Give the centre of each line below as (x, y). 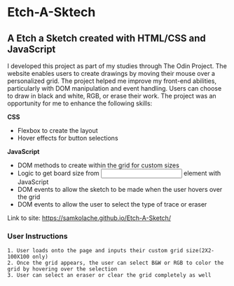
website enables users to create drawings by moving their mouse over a (111, 73)
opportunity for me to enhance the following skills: (80, 103)
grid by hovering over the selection (62, 269)
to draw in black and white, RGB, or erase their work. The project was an (112, 96)
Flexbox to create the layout (57, 130)
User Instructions (37, 236)
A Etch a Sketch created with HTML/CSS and (106, 38)
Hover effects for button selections (68, 138)
